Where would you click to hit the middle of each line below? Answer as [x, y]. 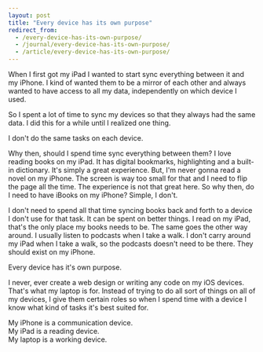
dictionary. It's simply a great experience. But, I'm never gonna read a [128, 170]
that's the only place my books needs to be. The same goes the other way [128, 227]
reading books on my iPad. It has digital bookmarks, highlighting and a [122, 161]
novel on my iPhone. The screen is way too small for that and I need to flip [128, 178]
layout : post [29, 15]
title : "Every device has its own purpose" [80, 23]
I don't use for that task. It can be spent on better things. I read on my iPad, [130, 218]
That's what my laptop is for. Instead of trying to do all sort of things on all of [132, 291]
